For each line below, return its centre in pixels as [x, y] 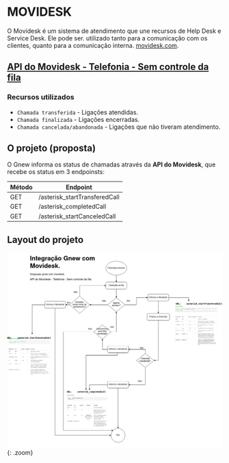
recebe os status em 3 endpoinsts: [56, 172]
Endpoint [79, 187]
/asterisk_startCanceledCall [77, 216]
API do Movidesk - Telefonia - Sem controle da [108, 67]
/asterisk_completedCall [72, 207]
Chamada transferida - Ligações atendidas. [78, 112]
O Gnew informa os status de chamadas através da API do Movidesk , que [111, 164]
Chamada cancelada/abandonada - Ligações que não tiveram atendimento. [119, 127]
